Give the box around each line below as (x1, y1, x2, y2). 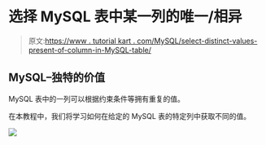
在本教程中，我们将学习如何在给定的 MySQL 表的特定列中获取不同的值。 (8, 111, 251, 121)
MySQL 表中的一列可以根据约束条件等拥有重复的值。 (8, 94, 185, 103)
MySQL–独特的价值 (8, 71, 106, 85)
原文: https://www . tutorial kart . (28, 36, 136, 46)
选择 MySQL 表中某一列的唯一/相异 (8, 7, 242, 26)
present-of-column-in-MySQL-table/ (28, 45, 152, 55)
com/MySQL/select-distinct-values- (137, 36, 258, 46)
